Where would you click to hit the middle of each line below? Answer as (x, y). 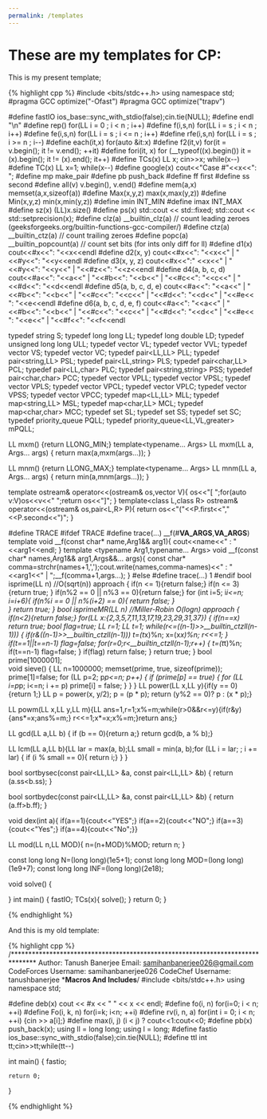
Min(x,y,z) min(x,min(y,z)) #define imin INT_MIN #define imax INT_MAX (126, 201)
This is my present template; (55, 77)
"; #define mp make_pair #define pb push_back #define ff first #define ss (129, 175)
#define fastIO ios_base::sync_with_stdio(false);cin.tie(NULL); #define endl (131, 116)
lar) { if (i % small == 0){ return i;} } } (68, 757)
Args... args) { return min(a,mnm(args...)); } (79, 476)
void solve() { (30, 884)
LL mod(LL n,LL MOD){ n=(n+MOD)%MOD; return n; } (97, 844)
